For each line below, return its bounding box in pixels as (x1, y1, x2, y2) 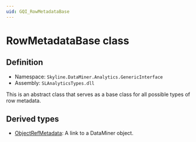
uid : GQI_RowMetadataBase (6, 8, 69, 15)
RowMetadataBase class (6, 34, 129, 47)
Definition (6, 57, 43, 68)
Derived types (6, 114, 59, 124)
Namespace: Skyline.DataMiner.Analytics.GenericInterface (14, 73, 163, 80)
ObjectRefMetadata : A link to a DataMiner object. (14, 130, 134, 137)
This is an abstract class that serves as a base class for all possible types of (6, 91, 190, 98)
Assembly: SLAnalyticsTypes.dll (14, 79, 95, 86)
